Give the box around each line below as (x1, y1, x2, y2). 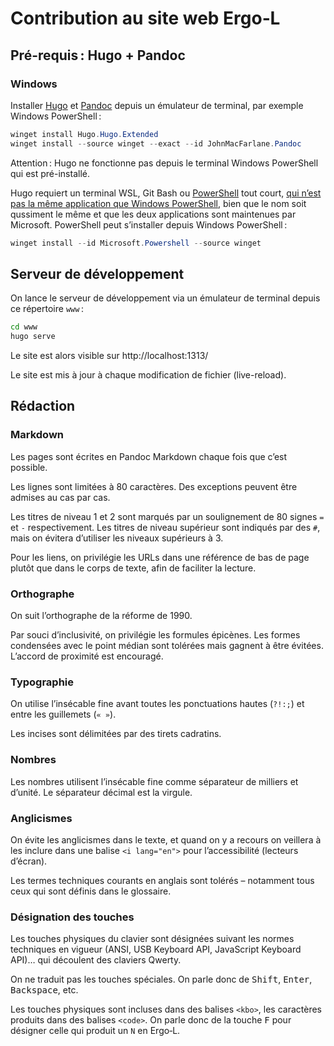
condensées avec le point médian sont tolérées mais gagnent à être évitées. (10, 640, 324, 652)
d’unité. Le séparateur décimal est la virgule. (10, 786, 193, 798)
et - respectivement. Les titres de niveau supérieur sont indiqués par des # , (10, 521, 321, 533)
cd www (10, 322, 38, 332)
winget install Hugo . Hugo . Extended (10, 129, 159, 139)
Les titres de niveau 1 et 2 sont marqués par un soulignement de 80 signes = (10, 510, 325, 522)
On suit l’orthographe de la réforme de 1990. (10, 610, 193, 622)
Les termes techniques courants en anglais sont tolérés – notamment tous (10, 874, 315, 886)
